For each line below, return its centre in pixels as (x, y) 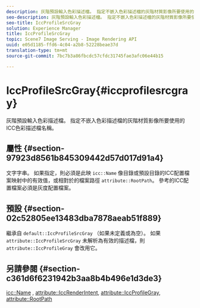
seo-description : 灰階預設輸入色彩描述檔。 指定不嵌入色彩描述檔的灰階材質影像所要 (99, 17)
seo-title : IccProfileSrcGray (44, 23)
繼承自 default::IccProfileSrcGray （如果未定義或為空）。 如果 (83, 233)
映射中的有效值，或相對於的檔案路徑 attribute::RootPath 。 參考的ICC (97, 180)
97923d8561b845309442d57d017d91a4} (85, 158)
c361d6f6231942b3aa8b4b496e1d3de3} (84, 278)
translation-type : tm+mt (37, 51)
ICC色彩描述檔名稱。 (32, 128)
